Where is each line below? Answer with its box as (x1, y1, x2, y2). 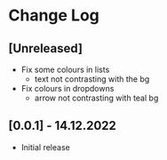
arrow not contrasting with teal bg (34, 92, 159, 103)
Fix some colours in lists (20, 64, 110, 75)
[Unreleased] (8, 41, 83, 56)
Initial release (20, 141, 70, 152)
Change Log (8, 5, 99, 26)
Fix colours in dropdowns (20, 84, 115, 93)
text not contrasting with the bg (34, 74, 150, 84)
